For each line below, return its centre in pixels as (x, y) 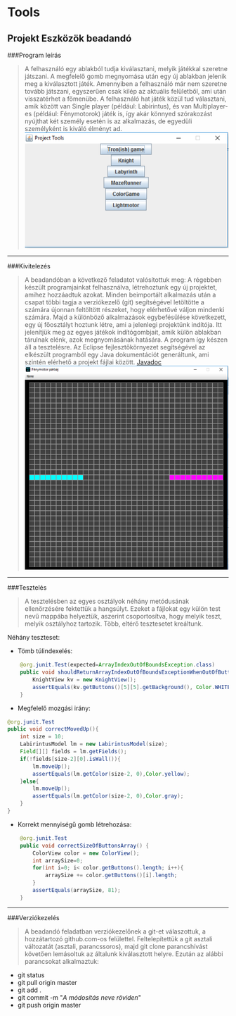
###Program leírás (34, 55)
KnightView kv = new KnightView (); (85, 680)
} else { (29, 781)
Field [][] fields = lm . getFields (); (74, 752)
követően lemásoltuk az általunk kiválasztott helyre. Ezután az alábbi (124, 954)
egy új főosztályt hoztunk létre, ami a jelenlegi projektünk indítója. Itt (123, 325)
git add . (29, 990)
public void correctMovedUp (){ (53, 729)
